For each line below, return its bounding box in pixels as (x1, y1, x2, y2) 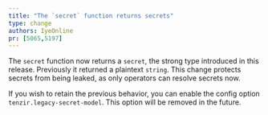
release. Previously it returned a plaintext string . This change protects (8, 65, 242, 75)
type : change (8, 19, 52, 27)
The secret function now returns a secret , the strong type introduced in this (8, 56, 259, 66)
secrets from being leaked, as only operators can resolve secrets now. (8, 73, 241, 83)
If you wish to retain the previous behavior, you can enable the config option (8, 89, 261, 99)
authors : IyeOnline (8, 27, 74, 35)
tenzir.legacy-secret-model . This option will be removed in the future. (8, 97, 242, 107)
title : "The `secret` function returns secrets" (8, 11, 174, 20)
